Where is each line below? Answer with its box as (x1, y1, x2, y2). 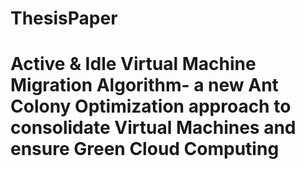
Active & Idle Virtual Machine (10, 53, 257, 76)
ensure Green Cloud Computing (10, 138, 280, 161)
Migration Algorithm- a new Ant (10, 74, 279, 97)
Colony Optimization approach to (10, 95, 292, 118)
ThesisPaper (10, 7, 118, 30)
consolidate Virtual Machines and (10, 117, 297, 139)
